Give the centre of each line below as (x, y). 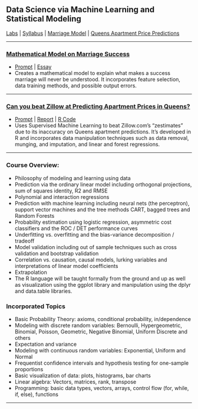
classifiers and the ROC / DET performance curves (76, 228)
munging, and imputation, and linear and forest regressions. (87, 145)
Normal (24, 357)
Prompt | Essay (33, 67)
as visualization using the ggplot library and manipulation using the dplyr (103, 284)
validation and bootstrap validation (57, 253)
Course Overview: (33, 165)
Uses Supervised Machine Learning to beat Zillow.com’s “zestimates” (99, 126)
